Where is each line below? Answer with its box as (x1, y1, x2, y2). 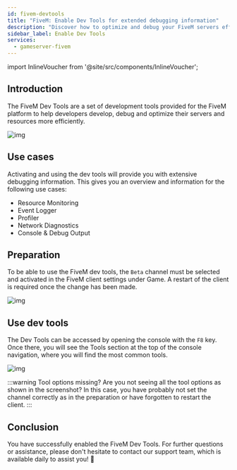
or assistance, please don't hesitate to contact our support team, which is (7, 447, 221, 456)
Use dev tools (7, 317, 69, 329)
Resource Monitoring (17, 199, 79, 207)
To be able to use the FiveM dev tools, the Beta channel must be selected (7, 268, 220, 276)
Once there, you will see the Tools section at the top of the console (7, 343, 202, 352)
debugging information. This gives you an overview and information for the (7, 177, 225, 186)
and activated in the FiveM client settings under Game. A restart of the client (7, 275, 229, 283)
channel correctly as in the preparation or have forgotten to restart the (7, 393, 212, 401)
